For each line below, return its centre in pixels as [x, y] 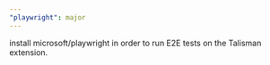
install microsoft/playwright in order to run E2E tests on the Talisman [135, 43]
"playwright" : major [48, 17]
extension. [29, 52]
